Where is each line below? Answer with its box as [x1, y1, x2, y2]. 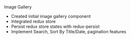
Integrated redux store [11, 19, 56, 24]
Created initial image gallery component [11, 13, 91, 19]
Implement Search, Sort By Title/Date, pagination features [11, 29, 126, 34]
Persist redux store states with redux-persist [11, 24, 100, 29]
